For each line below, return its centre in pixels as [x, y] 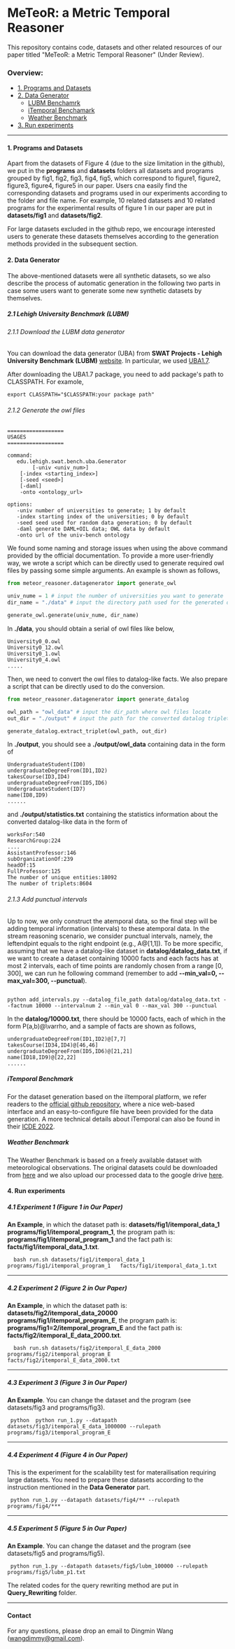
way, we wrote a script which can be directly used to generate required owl [116, 563]
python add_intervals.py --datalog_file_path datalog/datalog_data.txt [114, 1000]
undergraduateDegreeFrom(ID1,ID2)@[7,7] [67, 1039]
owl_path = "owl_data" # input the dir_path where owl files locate [109, 712]
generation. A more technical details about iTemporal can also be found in [114, 1119]
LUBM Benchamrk [54, 103]
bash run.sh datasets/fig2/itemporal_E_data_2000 [87, 1348]
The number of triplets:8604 [50, 884]
